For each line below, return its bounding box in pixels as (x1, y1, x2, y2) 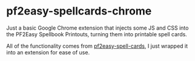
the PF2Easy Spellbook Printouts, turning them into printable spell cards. (6, 30, 188, 37)
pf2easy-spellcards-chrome (6, 4, 152, 18)
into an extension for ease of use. (6, 48, 90, 56)
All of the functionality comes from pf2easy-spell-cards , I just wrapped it (6, 42, 188, 50)
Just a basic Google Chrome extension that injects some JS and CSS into (6, 24, 189, 31)
